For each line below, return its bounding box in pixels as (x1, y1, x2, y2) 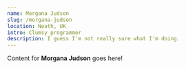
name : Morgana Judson (7, 10, 70, 17)
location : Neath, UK (7, 23, 67, 29)
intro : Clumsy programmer (7, 29, 81, 36)
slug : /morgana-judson (7, 16, 72, 23)
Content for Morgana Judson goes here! (7, 54, 123, 62)
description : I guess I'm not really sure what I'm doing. (7, 36, 180, 42)
